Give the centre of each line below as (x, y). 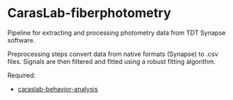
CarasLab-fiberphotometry (90, 13)
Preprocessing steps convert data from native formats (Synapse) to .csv (113, 54)
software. (21, 40)
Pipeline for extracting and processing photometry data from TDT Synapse (116, 33)
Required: (22, 75)
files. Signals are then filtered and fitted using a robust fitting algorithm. (112, 61)
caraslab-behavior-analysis (58, 89)
